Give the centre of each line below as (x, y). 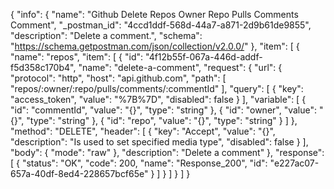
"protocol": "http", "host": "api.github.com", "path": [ (118, 78)
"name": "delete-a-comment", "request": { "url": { (180, 67)
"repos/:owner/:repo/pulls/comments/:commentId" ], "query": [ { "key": (157, 88)
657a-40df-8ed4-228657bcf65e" (79, 173)
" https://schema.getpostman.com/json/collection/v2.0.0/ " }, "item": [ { (155, 46)
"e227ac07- (294, 163)
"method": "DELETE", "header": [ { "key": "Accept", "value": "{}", (143, 131)
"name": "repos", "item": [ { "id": (77, 57)
